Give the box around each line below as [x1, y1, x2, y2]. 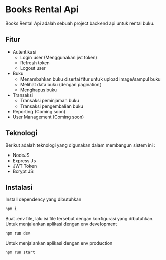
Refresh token [20, 60, 50, 66]
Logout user [20, 65, 46, 71]
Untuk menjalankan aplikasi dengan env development [5, 221, 117, 227]
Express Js [12, 157, 36, 164]
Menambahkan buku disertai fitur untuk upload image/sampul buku [20, 75, 161, 82]
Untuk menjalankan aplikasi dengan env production [5, 240, 113, 246]
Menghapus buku [20, 87, 57, 93]
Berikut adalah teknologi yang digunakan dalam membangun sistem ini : [5, 142, 156, 148]
